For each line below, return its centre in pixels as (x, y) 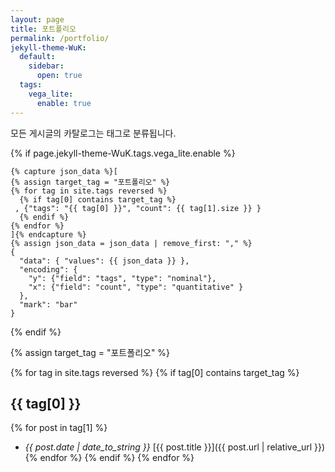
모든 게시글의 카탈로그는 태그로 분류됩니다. (93, 133)
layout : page (37, 19)
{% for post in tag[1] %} (59, 428)
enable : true (64, 103)
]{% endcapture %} (48, 234)
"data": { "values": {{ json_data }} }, (104, 261)
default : (37, 57)
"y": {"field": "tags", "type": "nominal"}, (122, 278)
